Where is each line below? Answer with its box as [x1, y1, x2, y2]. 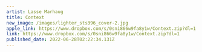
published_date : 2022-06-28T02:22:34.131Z [6, 36, 115, 42]
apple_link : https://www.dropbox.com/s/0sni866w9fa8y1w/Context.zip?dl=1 [6, 25, 197, 32]
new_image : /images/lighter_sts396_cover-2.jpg [6, 20, 129, 26]
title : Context [6, 14, 45, 20]
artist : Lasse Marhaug [6, 8, 64, 15]
